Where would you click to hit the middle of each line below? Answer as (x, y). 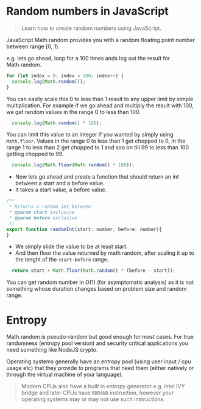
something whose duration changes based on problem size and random (97, 289)
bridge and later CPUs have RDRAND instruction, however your (97, 393)
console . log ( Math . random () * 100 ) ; (57, 123)
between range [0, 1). (33, 46)
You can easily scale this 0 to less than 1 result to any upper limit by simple (100, 99)
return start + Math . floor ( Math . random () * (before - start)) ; (94, 271)
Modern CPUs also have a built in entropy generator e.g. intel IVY (103, 386)
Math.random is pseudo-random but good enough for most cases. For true (100, 337)
